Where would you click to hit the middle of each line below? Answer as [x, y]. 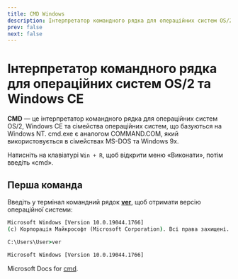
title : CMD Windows [36, 14]
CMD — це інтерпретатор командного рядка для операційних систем [113, 119]
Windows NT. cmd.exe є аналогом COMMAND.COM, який [93, 134]
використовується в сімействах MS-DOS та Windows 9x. [93, 141]
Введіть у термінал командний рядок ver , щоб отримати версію [104, 202]
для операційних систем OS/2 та [109, 84]
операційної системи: [40, 209]
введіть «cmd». [30, 163]
